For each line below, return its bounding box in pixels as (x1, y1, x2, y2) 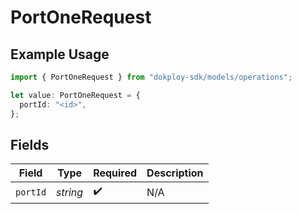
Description (146, 166, 204, 180)
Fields (10, 136, 50, 153)
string (56, 185, 84, 199)
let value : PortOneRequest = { (10, 90, 141, 100)
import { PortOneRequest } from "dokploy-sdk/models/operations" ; (10, 72, 293, 82)
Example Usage (10, 46, 110, 63)
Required (93, 166, 138, 180)
